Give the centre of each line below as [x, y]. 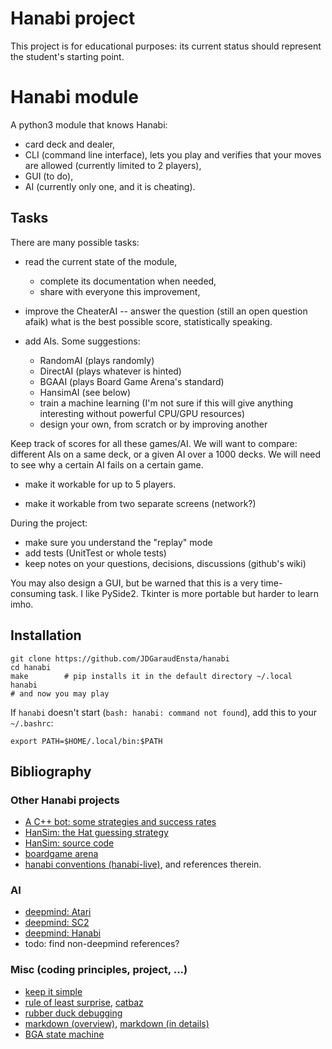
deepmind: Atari [58, 912]
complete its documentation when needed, [128, 281]
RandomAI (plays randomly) [97, 360]
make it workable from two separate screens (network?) [140, 503]
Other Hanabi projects [65, 800]
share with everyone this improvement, [120, 291]
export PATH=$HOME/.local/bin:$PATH [86, 741]
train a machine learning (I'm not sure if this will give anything [166, 403]
